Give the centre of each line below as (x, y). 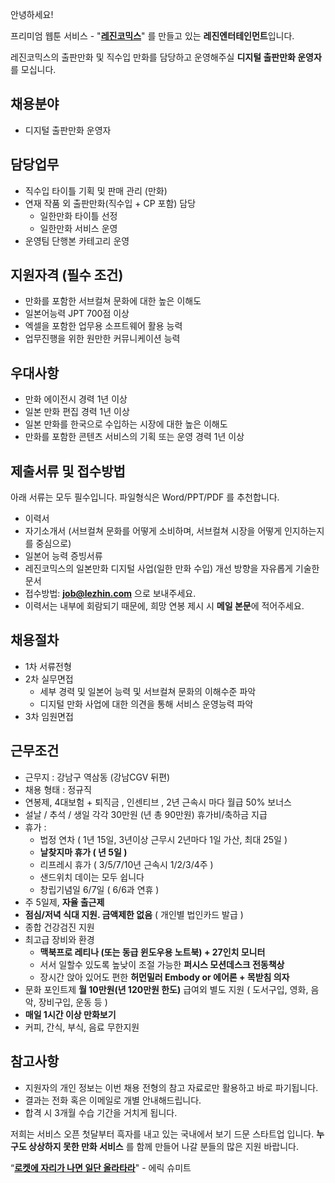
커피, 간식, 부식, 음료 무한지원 (82, 1027)
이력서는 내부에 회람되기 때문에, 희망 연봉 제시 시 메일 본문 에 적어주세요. (164, 606)
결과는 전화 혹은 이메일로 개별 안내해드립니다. (113, 1100)
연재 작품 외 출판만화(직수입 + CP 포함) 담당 (110, 203)
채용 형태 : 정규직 (58, 789)
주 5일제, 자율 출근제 (64, 902)
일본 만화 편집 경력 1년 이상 (77, 412)
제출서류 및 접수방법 (68, 471)
